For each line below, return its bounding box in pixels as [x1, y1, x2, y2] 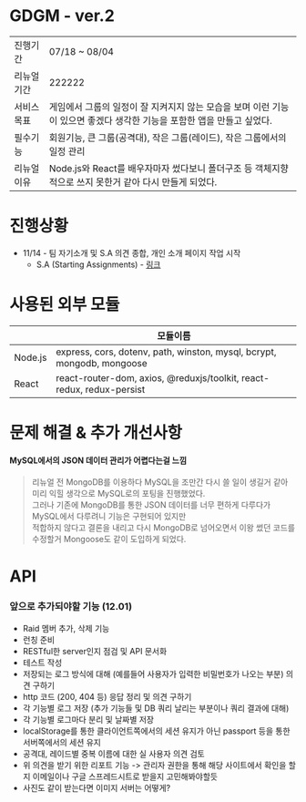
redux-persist [85, 383, 146, 396]
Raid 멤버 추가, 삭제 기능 [22, 622, 110, 633]
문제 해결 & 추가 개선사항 [9, 423, 182, 443]
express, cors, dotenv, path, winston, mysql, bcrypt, [56, 345, 277, 358]
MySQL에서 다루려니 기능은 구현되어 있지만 [31, 511, 187, 522]
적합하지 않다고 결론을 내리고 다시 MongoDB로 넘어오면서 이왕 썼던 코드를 [31, 522, 296, 533]
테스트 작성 [22, 657, 63, 668]
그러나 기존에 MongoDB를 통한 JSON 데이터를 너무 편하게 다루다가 [31, 499, 271, 510]
